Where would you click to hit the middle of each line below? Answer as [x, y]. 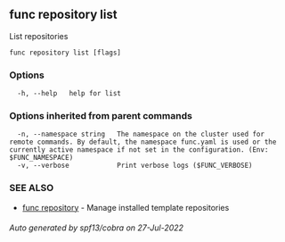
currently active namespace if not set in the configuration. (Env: [139, 150]
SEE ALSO [32, 188]
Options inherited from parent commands [101, 116]
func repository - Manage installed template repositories [126, 207]
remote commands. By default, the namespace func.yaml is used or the [143, 142]
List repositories [39, 36]
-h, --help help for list [69, 94]
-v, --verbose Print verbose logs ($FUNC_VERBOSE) [135, 166]
